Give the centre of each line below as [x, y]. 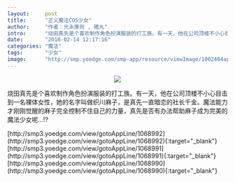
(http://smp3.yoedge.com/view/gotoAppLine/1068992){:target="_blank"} [113, 141]
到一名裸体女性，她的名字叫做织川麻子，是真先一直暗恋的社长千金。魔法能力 [117, 101]
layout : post [33, 14]
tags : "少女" [35, 53]
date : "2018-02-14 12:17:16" [59, 40]
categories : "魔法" [35, 46]
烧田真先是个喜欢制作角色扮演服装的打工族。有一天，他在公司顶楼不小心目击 [117, 93]
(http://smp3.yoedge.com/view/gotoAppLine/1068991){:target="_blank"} [112, 155]
